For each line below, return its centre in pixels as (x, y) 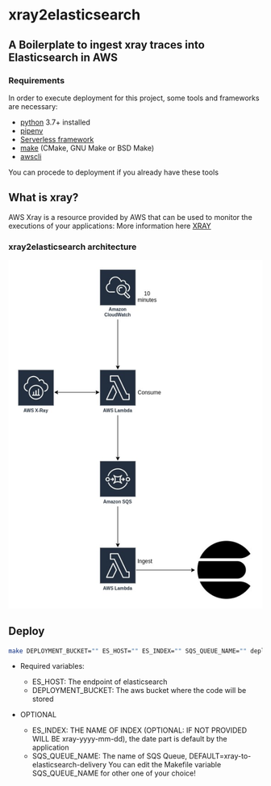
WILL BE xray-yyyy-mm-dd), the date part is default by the (129, 739)
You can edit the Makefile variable (165, 765)
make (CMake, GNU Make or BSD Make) (87, 148)
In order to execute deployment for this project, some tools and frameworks (134, 98)
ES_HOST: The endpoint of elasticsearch (100, 682)
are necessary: (33, 106)
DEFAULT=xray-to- (220, 756)
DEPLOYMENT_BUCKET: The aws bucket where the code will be (139, 691)
